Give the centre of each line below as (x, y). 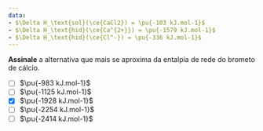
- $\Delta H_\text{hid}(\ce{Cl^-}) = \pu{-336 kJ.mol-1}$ (105, 37)
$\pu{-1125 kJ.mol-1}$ (55, 92)
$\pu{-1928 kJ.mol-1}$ (56, 101)
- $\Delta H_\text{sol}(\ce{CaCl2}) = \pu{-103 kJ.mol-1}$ (107, 23)
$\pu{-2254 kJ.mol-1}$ (57, 110)
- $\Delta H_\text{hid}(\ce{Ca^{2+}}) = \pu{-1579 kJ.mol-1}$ (112, 30)
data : (17, 15)
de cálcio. (24, 68)
